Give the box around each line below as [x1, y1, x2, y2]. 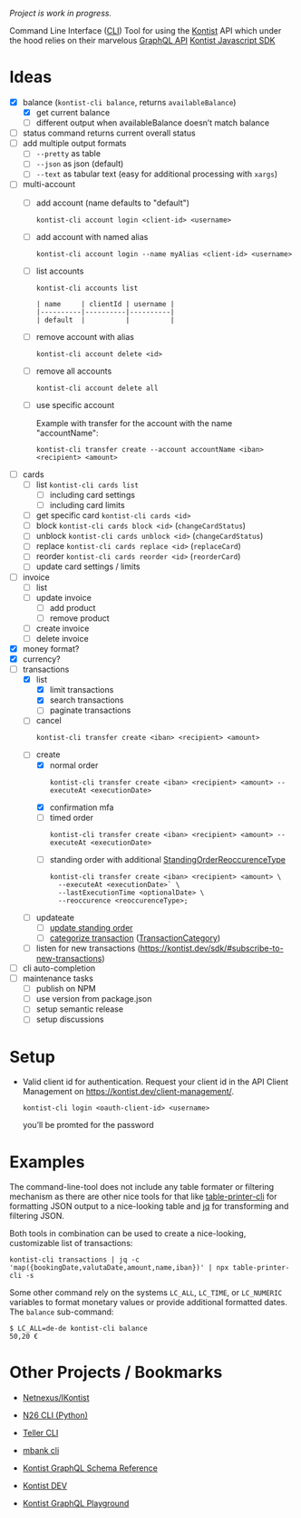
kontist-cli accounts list [35, 284, 139, 293]
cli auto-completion [22, 963, 96, 974]
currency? [22, 654, 61, 664]
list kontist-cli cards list [35, 479, 139, 490]
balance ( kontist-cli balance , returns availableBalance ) [22, 96, 237, 107]
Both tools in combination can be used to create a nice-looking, [9, 1228, 247, 1239]
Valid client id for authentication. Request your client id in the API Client [22, 1076, 288, 1087]
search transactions [49, 694, 124, 705]
